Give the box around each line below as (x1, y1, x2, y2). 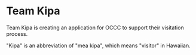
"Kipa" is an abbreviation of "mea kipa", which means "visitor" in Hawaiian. (6, 42, 191, 49)
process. (6, 30, 28, 37)
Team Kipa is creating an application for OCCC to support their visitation (6, 24, 184, 31)
